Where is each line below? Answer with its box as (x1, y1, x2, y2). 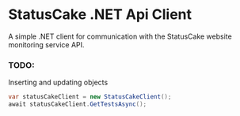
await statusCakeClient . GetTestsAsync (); (8, 100, 147, 108)
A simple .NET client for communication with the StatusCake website (8, 32, 232, 41)
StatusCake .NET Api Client (8, 6, 192, 24)
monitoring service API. (8, 39, 85, 49)
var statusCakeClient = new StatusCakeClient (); (8, 93, 172, 101)
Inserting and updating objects (8, 77, 109, 88)
